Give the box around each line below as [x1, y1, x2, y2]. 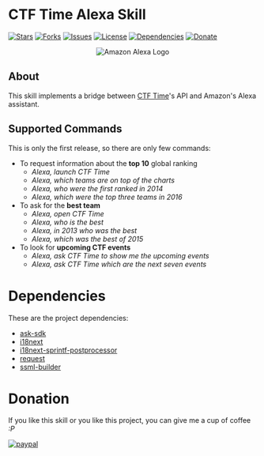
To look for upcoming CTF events [19, 243, 131, 252]
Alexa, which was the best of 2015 [31, 234, 144, 243]
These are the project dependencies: [8, 313, 129, 322]
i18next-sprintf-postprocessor [19, 345, 118, 355]
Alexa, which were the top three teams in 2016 [31, 192, 183, 202]
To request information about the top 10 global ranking [19, 158, 198, 168]
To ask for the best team [19, 200, 101, 210]
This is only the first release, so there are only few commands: [8, 143, 211, 153]
